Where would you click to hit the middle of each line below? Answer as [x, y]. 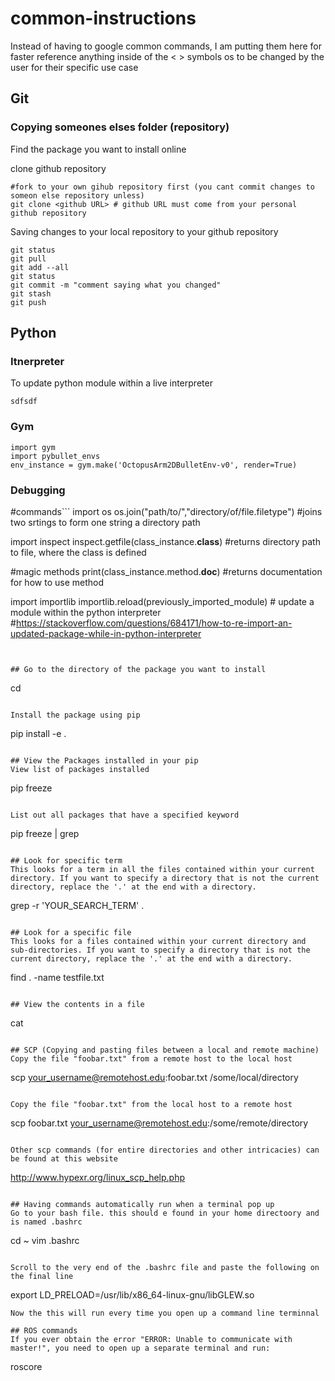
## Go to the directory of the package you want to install [138, 669]
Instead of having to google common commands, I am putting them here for [166, 46]
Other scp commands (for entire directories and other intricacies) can [165, 1150]
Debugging [38, 490]
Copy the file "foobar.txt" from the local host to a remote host [151, 1104]
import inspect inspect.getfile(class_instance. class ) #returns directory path [165, 541]
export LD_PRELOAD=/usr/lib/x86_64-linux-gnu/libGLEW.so [132, 1294]
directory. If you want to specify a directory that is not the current [165, 878]
